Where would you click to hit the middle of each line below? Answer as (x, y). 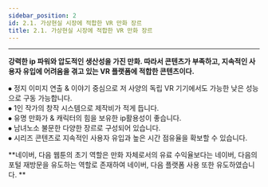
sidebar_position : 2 (43, 16)
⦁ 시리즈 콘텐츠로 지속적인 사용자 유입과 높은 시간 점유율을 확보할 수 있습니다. (128, 138)
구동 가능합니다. (47, 98)
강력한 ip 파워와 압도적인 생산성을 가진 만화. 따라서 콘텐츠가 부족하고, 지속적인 (128, 61)
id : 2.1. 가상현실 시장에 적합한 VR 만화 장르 (75, 23)
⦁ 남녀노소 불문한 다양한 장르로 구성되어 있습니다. (85, 128)
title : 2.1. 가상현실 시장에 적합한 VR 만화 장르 (81, 30)
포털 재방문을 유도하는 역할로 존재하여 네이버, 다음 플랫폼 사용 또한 (111, 165)
